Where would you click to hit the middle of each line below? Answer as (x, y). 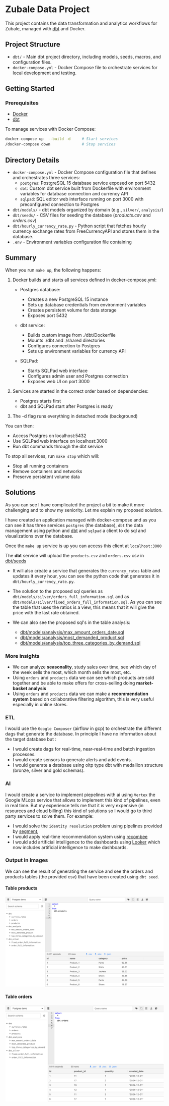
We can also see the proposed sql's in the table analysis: (71, 622)
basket (20, 688)
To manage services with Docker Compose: (51, 129)
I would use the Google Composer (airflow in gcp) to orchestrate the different (83, 728)
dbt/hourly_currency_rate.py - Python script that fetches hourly (79, 226)
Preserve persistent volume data (46, 477)
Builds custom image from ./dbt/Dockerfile (71, 335)
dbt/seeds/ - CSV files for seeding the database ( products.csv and (81, 215)
